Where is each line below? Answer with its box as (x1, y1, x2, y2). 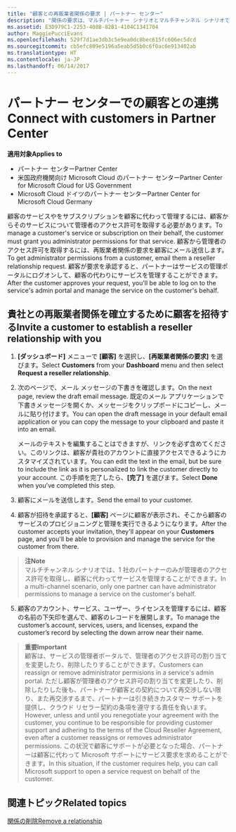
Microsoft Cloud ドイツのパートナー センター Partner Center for (17, 189, 200, 197)
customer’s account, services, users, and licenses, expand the (17, 621, 199, 630)
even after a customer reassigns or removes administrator (24, 734, 192, 742)
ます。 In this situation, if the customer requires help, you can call (30, 760, 218, 768)
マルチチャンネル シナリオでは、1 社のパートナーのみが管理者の (24, 566, 209, 574)
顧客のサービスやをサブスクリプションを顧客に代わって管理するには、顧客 (7, 212, 223, 220)
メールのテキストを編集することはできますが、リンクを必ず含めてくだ (17, 440, 221, 448)
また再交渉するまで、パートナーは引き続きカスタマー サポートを (37, 694, 223, 703)
